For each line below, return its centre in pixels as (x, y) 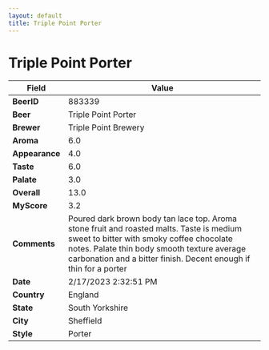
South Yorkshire (98, 308)
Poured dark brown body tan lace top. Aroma (153, 219)
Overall (26, 193)
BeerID (26, 102)
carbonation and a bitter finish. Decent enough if (159, 259)
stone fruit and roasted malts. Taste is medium (155, 229)
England (83, 295)
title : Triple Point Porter (55, 23)
